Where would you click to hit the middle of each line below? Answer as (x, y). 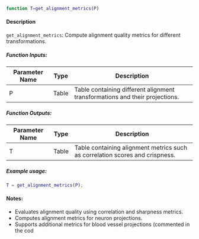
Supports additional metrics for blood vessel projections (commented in (102, 224)
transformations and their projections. (127, 97)
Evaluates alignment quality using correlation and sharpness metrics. (99, 212)
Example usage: (27, 171)
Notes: (15, 199)
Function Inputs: (27, 55)
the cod (24, 231)
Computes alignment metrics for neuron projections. (78, 218)
